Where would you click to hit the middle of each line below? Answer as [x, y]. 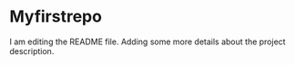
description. [32, 51]
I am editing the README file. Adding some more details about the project [147, 42]
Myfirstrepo [56, 17]
